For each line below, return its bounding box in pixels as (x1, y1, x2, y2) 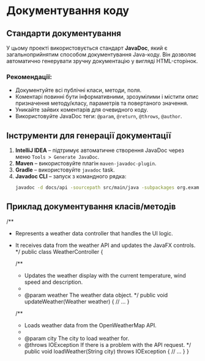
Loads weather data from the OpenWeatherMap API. (24, 321, 157, 329)
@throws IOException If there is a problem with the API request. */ (24, 341, 192, 348)
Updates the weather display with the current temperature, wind (24, 272, 187, 279)
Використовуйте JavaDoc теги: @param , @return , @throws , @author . (15, 113, 182, 120)
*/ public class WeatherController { (15, 248, 103, 255)
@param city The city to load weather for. (24, 335, 130, 342)
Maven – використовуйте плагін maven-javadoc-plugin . (15, 160, 157, 167)
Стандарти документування (6, 28, 121, 39)
